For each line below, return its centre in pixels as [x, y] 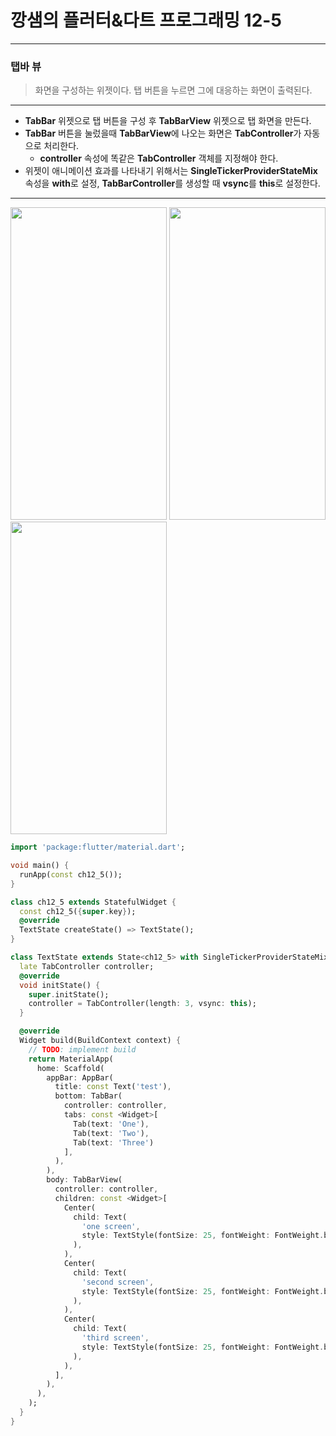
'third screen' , [115, 1338]
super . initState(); [69, 994]
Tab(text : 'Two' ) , [111, 1133]
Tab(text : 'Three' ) [114, 1142]
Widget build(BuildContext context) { [100, 1041]
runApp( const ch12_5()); [71, 874]
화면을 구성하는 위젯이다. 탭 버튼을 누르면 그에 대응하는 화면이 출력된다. [173, 90]
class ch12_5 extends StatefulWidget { [93, 902]
